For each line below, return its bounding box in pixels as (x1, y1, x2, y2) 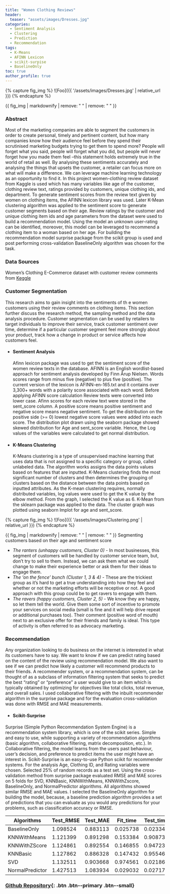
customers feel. (5, 337, 38, 343)
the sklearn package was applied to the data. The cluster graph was (12, 502, 155, 508)
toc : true (5, 69, 26, 74)
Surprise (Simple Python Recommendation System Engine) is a (5, 724, 136, 730)
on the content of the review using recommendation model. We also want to (5, 658, 163, 664)
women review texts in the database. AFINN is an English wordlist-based (12, 365, 164, 371)
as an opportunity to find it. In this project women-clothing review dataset (5, 176, 158, 182)
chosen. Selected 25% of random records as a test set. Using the (5, 767, 142, 773)
